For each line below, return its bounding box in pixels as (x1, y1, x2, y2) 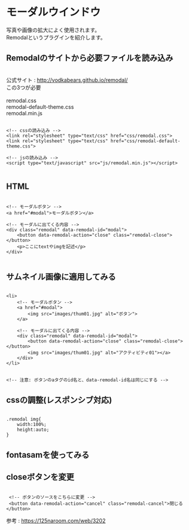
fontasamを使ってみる (6, 449, 90, 460)
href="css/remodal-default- (110, 138, 181, 144)
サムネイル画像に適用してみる (6, 271, 116, 281)
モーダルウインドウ (6, 5, 101, 19)
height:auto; (17, 427, 50, 433)
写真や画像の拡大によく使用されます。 (6, 26, 100, 33)
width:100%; (17, 422, 47, 428)
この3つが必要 (6, 84, 41, 91)
